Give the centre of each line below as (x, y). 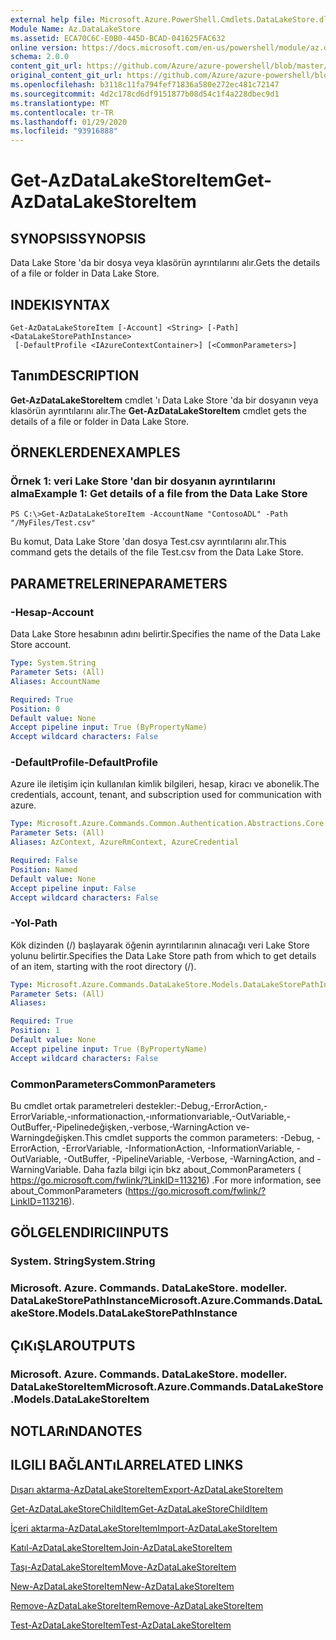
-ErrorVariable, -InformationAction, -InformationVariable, (178, 1148)
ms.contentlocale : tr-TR (62, 112)
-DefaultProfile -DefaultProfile (84, 763)
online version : (44, 47)
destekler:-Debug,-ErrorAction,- (201, 1106)
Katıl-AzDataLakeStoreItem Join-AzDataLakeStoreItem (121, 1547)
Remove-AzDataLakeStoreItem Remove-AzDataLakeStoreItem (137, 1605)
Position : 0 (35, 709)
